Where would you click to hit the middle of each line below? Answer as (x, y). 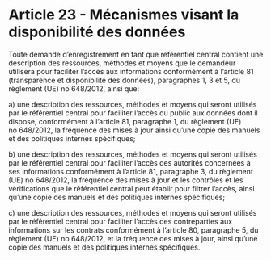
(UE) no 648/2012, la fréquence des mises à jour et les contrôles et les (126, 180)
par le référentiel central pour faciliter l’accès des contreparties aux (121, 221)
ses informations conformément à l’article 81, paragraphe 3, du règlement (131, 171)
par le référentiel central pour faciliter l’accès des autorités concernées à (129, 162)
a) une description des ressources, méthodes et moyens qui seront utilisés (133, 104)
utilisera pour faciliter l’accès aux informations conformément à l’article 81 (131, 71)
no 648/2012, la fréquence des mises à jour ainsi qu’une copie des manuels (134, 130)
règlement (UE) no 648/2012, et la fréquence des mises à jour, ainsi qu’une (133, 238)
